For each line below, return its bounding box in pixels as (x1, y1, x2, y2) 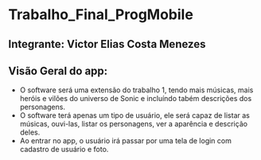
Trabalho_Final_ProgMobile (8, 6, 193, 24)
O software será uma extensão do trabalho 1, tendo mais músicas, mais (19, 85, 254, 95)
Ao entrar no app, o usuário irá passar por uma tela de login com (19, 136, 232, 146)
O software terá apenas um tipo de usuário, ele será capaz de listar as (19, 111, 251, 120)
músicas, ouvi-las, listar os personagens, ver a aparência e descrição (19, 119, 248, 129)
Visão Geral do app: (8, 64, 108, 77)
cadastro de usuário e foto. (19, 145, 109, 154)
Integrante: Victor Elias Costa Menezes (8, 37, 206, 51)
